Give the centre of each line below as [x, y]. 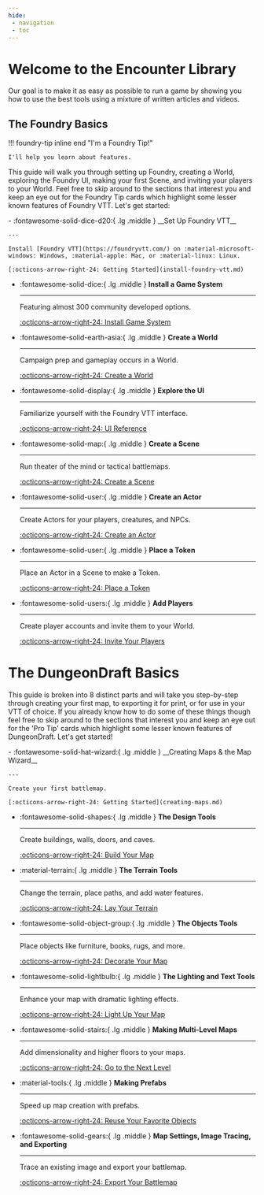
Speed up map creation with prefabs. [79, 1106]
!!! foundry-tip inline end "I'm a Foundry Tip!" [81, 143]
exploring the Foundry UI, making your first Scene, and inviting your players [130, 180]
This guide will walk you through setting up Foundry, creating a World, [121, 172]
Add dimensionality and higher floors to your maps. [103, 1052]
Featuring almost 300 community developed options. [105, 307]
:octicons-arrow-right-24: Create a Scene [87, 482]
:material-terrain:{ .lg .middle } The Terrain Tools [99, 870]
